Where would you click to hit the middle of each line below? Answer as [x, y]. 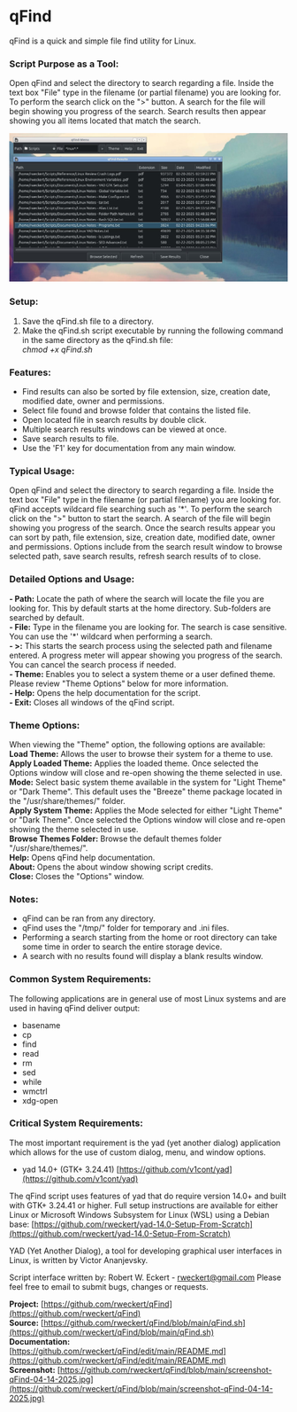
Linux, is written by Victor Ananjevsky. [79, 1260]
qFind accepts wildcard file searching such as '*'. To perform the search [141, 509]
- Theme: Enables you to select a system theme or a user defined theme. [142, 674]
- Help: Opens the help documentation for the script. [105, 692]
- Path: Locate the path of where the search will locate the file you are [137, 598]
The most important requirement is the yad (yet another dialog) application [145, 1143]
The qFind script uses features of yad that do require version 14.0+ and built [148, 1196]
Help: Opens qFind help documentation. [82, 857]
